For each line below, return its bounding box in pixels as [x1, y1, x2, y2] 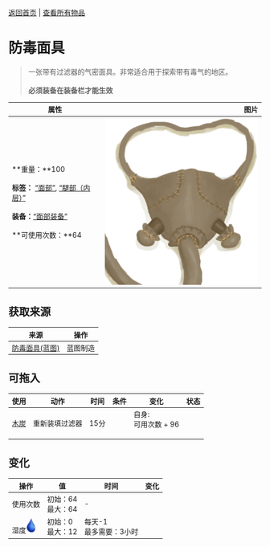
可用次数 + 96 [133, 419, 179, 429]
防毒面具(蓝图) [11, 343, 60, 353]
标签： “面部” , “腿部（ [11, 183, 84, 193]
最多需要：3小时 [84, 527, 139, 537]
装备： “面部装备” [11, 212, 68, 222]
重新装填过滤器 [33, 418, 83, 428]
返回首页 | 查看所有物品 [8, 8, 86, 17]
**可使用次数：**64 [11, 231, 82, 240]
